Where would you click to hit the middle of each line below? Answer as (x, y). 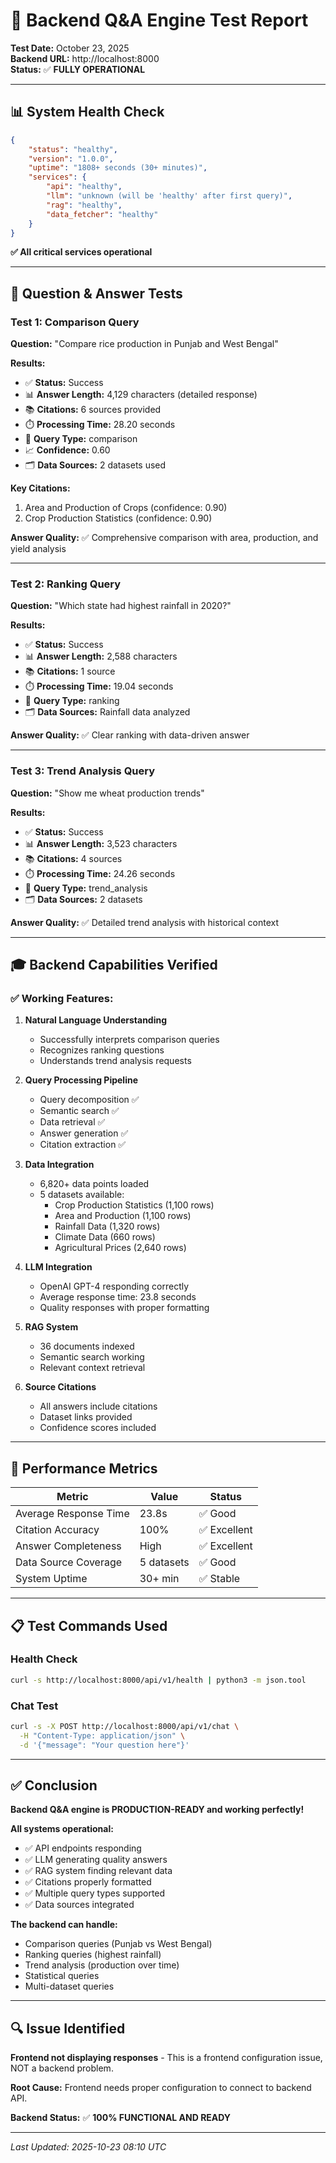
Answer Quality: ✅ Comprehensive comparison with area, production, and (164, 538)
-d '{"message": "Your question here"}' (104, 1745)
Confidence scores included (98, 1428)
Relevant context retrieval (92, 1368)
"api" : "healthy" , (84, 187)
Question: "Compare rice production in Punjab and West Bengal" (144, 344)
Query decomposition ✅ (89, 1100)
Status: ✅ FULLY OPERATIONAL (78, 69)
